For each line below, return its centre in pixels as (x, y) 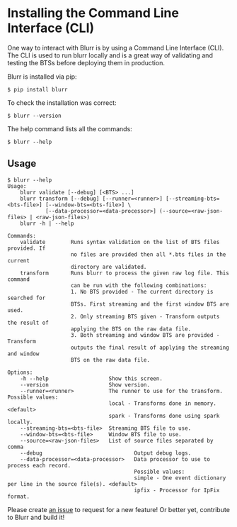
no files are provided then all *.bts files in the (148, 254)
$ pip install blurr (38, 89)
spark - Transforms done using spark (164, 416)
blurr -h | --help (47, 223)
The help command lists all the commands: (70, 128)
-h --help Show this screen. (91, 378)
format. (19, 497)
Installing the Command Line (93, 13)
